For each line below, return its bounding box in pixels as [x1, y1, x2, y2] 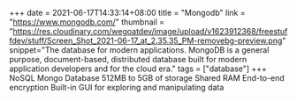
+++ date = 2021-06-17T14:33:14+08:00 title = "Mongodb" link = [9, 8, 246, 18]
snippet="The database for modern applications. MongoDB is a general [9, 45, 270, 55]
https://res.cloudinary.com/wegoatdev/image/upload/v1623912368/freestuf [12, 26, 288, 36]
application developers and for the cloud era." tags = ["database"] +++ [9, 63, 268, 74]
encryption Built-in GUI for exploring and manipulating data [9, 83, 225, 92]
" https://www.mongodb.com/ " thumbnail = [9, 17, 165, 27]
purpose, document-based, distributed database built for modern [9, 54, 247, 64]
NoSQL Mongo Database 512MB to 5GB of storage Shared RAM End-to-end [9, 73, 285, 83]
